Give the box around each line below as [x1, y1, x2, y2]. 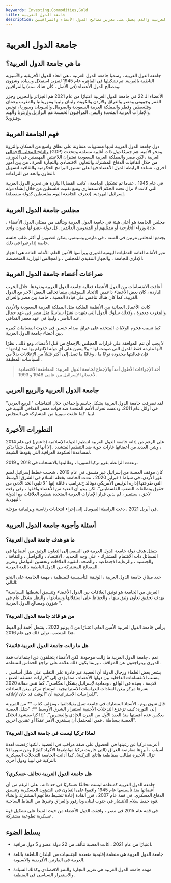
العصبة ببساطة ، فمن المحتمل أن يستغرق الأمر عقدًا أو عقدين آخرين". [6, 717, 136, 723]
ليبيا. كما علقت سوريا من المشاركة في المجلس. [6, 410, 96, 416]
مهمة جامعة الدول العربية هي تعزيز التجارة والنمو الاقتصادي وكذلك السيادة [13, 866, 152, 873]
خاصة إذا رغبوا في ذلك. [6, 240, 50, 246]
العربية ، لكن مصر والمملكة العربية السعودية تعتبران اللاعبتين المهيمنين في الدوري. [6, 154, 160, 160]
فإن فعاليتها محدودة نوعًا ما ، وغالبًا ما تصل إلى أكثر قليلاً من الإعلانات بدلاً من [6, 351, 148, 357]
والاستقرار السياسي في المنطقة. [13, 872, 75, 878]
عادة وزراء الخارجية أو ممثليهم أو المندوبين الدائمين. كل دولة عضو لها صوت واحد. [6, 224, 157, 231]
